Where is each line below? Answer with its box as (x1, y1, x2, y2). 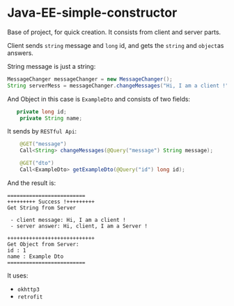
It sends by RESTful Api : (7, 127, 77, 136)
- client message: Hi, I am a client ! (10, 216, 127, 223)
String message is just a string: (7, 62, 96, 70)
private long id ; (16, 108, 68, 115)
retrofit (17, 293, 43, 300)
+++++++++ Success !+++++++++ (7, 198, 95, 205)
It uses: (7, 271, 29, 280)
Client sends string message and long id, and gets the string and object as (7, 41, 224, 49)
